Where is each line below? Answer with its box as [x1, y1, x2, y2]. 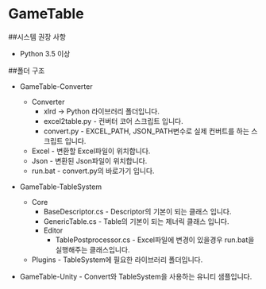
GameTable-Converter [19, 81, 93, 91]
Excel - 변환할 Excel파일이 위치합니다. [31, 146, 151, 156]
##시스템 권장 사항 [8, 32, 66, 41]
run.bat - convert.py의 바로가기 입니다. [31, 166, 155, 175]
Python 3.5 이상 [19, 48, 71, 58]
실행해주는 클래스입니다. [55, 245, 130, 254]
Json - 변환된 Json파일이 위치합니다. [31, 156, 148, 165]
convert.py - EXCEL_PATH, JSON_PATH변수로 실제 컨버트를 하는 [43, 126, 250, 136]
